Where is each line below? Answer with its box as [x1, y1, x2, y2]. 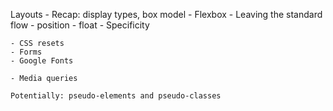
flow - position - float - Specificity [10, 19, 150, 31]
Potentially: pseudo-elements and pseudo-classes [10, 91, 222, 101]
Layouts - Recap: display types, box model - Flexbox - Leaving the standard [10, 9, 323, 20]
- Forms [10, 47, 43, 57]
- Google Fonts [10, 56, 74, 66]
